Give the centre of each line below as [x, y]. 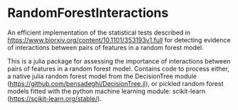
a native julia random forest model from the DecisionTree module [102, 76]
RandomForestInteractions [88, 13]
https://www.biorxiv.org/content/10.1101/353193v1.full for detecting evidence [119, 39]
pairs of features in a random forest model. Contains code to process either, [118, 68]
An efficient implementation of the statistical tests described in [99, 32]
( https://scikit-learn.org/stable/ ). [54, 98]
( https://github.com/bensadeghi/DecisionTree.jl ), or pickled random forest [115, 83]
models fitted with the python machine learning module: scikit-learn [107, 91]
